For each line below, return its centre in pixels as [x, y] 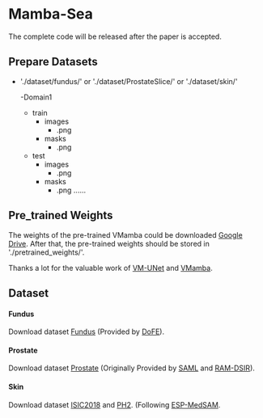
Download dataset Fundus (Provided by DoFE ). [86, 331]
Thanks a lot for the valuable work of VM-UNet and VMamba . [110, 268]
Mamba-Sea [51, 14]
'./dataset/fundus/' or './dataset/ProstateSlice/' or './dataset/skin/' [129, 81]
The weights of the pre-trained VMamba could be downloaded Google [125, 234]
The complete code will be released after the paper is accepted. [115, 36]
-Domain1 [36, 97]
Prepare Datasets [53, 62]
